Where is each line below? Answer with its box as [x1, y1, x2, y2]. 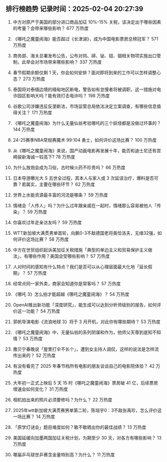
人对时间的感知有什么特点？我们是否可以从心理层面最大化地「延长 [12, 264, 148, 270]
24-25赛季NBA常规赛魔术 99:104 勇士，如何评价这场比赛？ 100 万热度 [12, 137, 157, 143]
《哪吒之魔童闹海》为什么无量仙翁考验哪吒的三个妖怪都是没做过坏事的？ [12, 120, 161, 126]
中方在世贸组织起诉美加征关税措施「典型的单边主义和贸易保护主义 [12, 247, 148, 253]
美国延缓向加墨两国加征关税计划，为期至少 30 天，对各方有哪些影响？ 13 [12, 435, 162, 441]
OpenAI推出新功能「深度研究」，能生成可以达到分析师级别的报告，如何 [12, 302, 157, 308]
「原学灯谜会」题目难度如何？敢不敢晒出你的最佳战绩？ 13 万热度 [12, 424, 147, 430]
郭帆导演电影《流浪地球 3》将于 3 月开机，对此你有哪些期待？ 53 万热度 [12, 319, 161, 325]
